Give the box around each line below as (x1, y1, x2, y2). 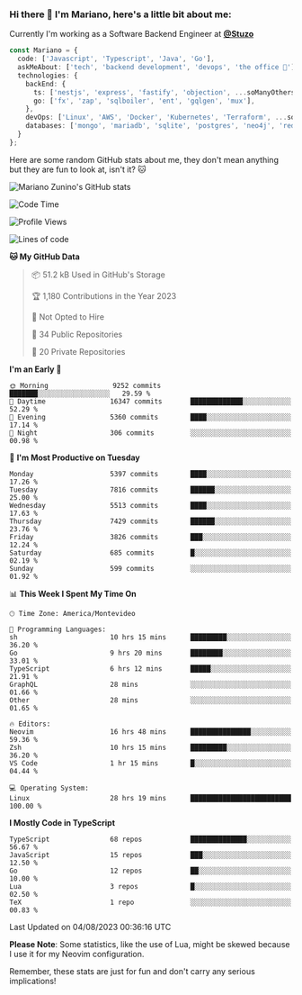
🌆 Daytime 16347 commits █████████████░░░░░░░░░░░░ (9, 396, 292, 406)
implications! (9, 975, 57, 986)
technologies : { (17, 71, 78, 80)
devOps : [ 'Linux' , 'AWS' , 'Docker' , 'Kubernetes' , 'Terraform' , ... (25, 113, 288, 122)
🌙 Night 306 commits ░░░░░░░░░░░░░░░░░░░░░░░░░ (9, 428, 292, 438)
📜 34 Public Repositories (31, 329, 123, 339)
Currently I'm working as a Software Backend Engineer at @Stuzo (9, 29, 254, 40)
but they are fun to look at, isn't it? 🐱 (9, 164, 147, 175)
